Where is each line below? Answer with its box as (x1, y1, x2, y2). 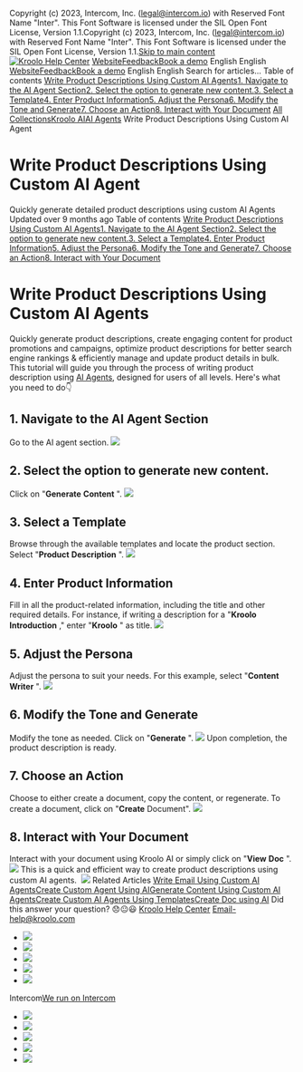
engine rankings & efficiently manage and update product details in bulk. (9, 353, 280, 363)
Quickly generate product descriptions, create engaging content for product (9, 333, 293, 343)
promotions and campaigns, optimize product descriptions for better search (9, 343, 292, 353)
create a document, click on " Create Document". (9, 803, 192, 814)
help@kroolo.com (9, 913, 75, 924)
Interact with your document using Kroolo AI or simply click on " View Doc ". (9, 854, 292, 864)
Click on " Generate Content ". (9, 488, 122, 499)
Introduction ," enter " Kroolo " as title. (9, 620, 153, 631)
